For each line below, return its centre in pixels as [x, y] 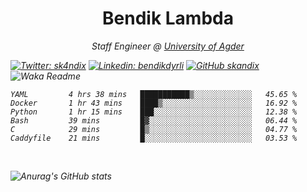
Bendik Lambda [168, 18]
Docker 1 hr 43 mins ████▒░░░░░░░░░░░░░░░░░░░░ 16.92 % [154, 103]
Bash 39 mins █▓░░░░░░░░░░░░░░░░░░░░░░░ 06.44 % [154, 120]
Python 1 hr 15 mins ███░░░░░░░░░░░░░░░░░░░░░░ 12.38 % [154, 112]
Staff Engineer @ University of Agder [168, 46]
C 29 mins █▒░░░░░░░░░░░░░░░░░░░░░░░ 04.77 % [154, 129]
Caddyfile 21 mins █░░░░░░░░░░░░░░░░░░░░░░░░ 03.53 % [154, 138]
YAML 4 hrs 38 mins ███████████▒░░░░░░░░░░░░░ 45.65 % [154, 94]
